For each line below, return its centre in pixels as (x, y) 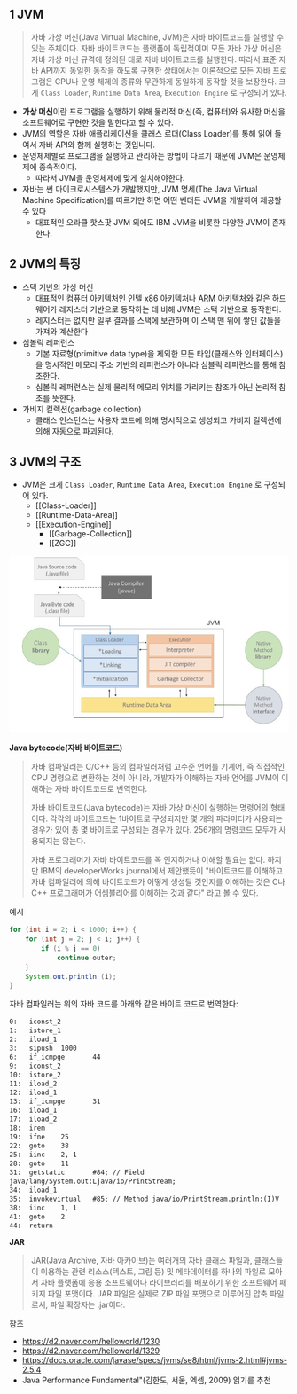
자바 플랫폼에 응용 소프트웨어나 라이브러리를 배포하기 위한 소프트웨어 (159, 1283)
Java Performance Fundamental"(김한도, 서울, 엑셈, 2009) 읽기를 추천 (147, 1380)
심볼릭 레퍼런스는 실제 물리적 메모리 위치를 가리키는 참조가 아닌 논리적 (156, 387)
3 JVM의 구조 (45, 462)
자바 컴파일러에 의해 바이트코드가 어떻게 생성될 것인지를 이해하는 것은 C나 (158, 882)
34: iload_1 (33, 1190)
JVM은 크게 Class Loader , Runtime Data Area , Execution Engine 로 (142, 485)
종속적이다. (58, 167)
